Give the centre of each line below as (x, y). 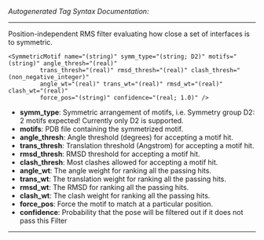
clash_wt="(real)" (38, 91)
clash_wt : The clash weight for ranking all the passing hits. (115, 196)
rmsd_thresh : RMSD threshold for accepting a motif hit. (110, 154)
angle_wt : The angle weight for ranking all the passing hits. (115, 171)
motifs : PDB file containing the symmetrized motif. (101, 129)
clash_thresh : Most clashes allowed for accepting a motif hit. (119, 162)
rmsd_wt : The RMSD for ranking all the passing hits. (104, 187)
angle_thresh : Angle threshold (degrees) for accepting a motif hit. (126, 137)
